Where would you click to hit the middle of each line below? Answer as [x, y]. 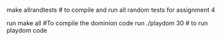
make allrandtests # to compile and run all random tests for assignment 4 [111, 10]
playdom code [27, 30]
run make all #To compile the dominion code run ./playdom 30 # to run [108, 23]
